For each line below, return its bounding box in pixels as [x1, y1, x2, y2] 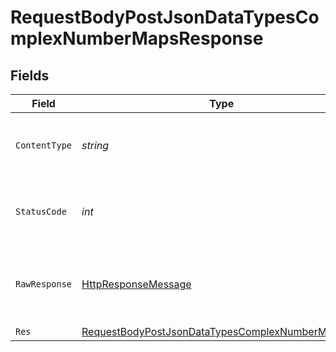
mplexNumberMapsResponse [10, 27, 264, 50]
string [81, 139, 110, 152]
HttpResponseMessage [81, 277, 192, 291]
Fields [10, 67, 50, 84]
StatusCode [15, 206, 67, 217]
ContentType [15, 140, 73, 151]
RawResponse [15, 279, 73, 290]
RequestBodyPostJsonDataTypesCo [10, 6, 320, 29]
